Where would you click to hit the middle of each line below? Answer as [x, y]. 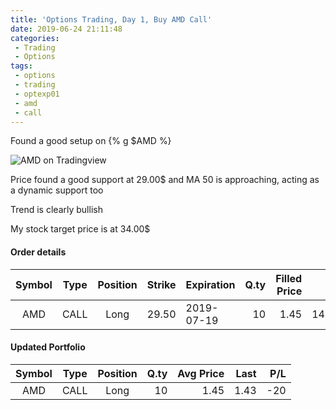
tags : [21, 66]
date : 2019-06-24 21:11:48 [66, 29]
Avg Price [201, 373]
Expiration [210, 284]
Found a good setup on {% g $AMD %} [91, 141]
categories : [35, 38]
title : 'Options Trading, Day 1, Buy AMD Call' [111, 19]
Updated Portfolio [48, 347]
